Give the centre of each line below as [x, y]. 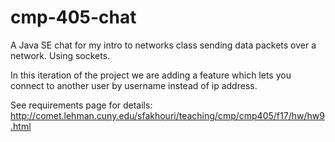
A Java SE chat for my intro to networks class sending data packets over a [163, 45]
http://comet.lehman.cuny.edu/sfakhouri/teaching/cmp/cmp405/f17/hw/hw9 [167, 115]
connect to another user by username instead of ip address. [134, 85]
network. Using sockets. [60, 55]
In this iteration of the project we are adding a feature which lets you [151, 75]
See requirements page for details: [81, 105]
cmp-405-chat [73, 17]
